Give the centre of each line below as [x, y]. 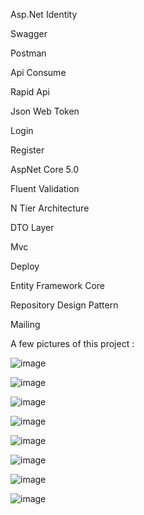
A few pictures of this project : [72, 343]
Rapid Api [30, 92]
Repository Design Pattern [64, 305]
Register [27, 150]
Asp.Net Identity [44, 14]
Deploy [25, 266]
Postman [28, 53]
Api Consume [38, 72]
